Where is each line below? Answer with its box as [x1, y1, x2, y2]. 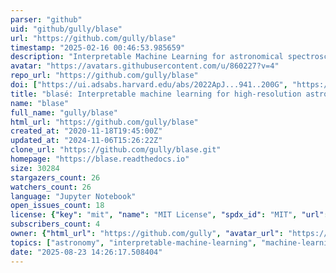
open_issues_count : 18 [10, 201, 105, 211]
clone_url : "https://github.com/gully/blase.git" [10, 145, 222, 155]
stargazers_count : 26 [10, 172, 101, 183]
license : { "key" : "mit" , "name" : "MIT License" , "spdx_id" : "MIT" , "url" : [10, 210, 329, 220]
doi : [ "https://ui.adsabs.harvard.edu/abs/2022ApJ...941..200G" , [10, 80, 288, 90]
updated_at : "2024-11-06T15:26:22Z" [10, 136, 163, 146]
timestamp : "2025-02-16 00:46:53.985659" [10, 42, 186, 53]
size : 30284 [10, 163, 60, 173]
